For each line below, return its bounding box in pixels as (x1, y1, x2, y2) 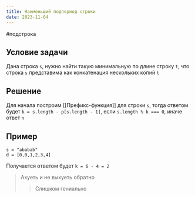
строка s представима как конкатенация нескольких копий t (6, 69, 160, 76)
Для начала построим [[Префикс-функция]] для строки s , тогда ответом (6, 102, 189, 109)
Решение (6, 86, 42, 96)
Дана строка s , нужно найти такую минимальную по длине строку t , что (6, 63, 190, 70)
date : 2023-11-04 (6, 14, 49, 20)
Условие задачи (6, 47, 68, 57)
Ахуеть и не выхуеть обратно (20, 173, 95, 181)
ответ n (6, 114, 25, 121)
